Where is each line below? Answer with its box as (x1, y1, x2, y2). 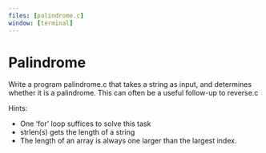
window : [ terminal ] (8, 19, 74, 27)
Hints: (8, 104, 28, 113)
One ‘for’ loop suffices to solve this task (19, 119, 151, 128)
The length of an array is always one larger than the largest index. (19, 136, 237, 146)
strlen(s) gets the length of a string (19, 127, 135, 137)
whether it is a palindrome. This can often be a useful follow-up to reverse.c (8, 88, 259, 98)
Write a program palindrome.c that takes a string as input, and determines (8, 80, 252, 89)
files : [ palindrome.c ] (8, 11, 84, 20)
